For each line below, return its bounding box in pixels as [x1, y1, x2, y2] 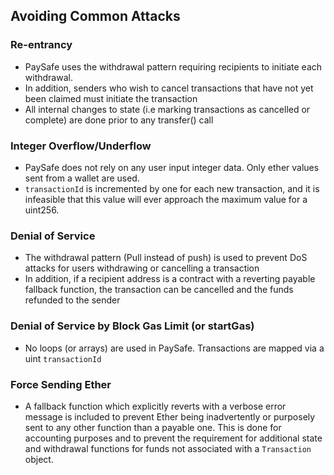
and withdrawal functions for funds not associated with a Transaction [24, 442, 312, 454]
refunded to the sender [24, 294, 121, 306]
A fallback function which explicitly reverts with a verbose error [24, 400, 287, 412]
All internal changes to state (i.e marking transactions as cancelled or [24, 103, 311, 115]
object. [24, 453, 54, 465]
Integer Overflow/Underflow [10, 139, 152, 153]
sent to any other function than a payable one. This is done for [24, 421, 282, 433]
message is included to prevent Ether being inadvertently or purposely [24, 410, 316, 423]
